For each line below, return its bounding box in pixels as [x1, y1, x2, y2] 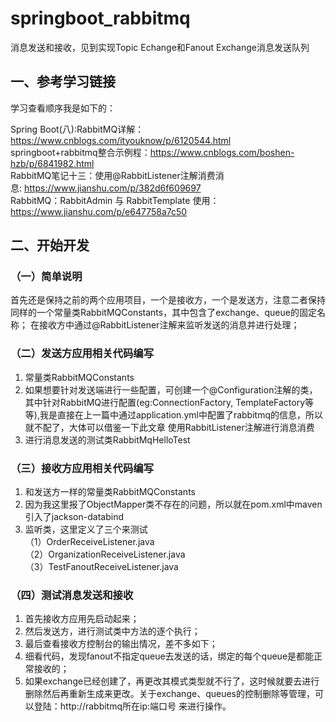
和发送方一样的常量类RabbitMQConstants [24, 486, 196, 498]
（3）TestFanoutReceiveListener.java [24, 561, 179, 573]
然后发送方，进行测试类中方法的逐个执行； [24, 625, 201, 637]
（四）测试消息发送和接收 [10, 588, 134, 602]
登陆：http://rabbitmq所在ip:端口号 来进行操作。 [33, 700, 232, 712]
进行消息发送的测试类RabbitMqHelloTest [24, 433, 191, 446]
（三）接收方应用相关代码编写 [10, 461, 155, 475]
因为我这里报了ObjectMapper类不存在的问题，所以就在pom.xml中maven [24, 498, 323, 511]
